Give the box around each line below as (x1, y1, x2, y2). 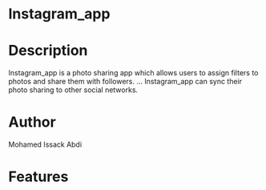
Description (8, 42, 88, 60)
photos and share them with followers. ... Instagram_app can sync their (8, 77, 243, 87)
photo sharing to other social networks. (8, 85, 139, 95)
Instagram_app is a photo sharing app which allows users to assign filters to (8, 68, 259, 78)
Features (8, 168, 69, 186)
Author (8, 113, 56, 131)
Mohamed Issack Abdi (8, 139, 83, 149)
